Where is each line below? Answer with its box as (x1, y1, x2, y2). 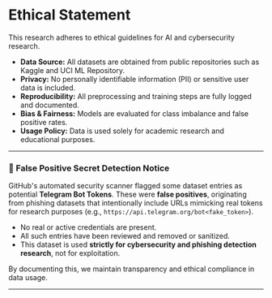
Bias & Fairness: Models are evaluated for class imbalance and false (19, 108, 249, 119)
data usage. (8, 273, 49, 283)
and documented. (19, 100, 79, 110)
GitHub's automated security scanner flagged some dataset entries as (8, 181, 243, 191)
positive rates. (19, 117, 68, 127)
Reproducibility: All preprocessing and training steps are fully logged (19, 91, 253, 101)
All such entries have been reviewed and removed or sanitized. (19, 231, 231, 241)
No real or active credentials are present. (19, 222, 157, 232)
